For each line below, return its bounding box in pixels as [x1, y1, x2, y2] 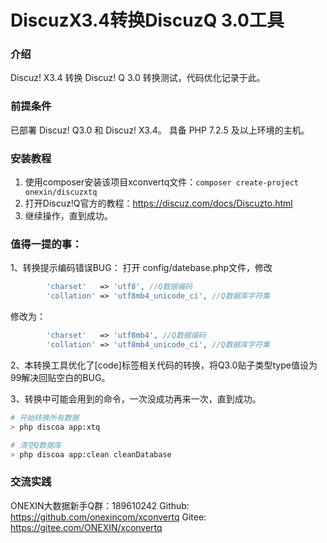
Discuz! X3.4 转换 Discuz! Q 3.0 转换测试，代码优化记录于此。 [10, 72, 266, 84]
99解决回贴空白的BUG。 [10, 371, 111, 383]
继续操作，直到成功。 [24, 210, 113, 222]
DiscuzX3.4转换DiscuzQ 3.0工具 [10, 9, 285, 32]
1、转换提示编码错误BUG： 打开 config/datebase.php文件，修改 [10, 262, 273, 274]
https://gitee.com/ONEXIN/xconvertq [10, 521, 163, 533]
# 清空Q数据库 [10, 440, 62, 450]
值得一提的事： [10, 237, 83, 251]
